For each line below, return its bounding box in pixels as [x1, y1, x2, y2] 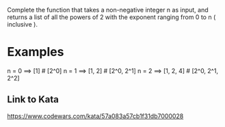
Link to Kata [7, 94, 59, 105]
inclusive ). [7, 20, 38, 28]
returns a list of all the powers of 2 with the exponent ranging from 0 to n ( [7, 13, 216, 21]
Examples [7, 44, 64, 60]
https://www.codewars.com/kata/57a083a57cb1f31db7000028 [7, 112, 184, 120]
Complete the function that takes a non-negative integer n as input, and [7, 6, 209, 14]
